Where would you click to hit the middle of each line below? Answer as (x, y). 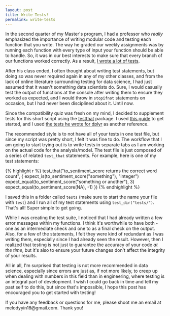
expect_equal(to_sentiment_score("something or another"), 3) (70, 182)
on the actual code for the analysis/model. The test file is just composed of (83, 150)
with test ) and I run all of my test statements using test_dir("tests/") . (80, 202)
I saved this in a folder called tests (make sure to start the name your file (81, 197)
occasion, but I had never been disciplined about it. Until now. (70, 103)
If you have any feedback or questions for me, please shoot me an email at (83, 302)
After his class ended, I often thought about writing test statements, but (80, 71)
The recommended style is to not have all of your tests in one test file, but (82, 134)
